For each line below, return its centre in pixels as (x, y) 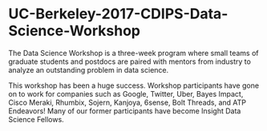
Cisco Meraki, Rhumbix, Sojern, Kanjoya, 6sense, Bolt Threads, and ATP (127, 102)
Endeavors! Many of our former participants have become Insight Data (125, 111)
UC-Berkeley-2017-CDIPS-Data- (118, 14)
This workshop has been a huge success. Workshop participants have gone (133, 85)
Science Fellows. (36, 119)
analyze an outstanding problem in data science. (89, 69)
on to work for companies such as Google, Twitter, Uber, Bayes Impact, (126, 93)
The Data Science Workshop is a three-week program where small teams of (133, 53)
